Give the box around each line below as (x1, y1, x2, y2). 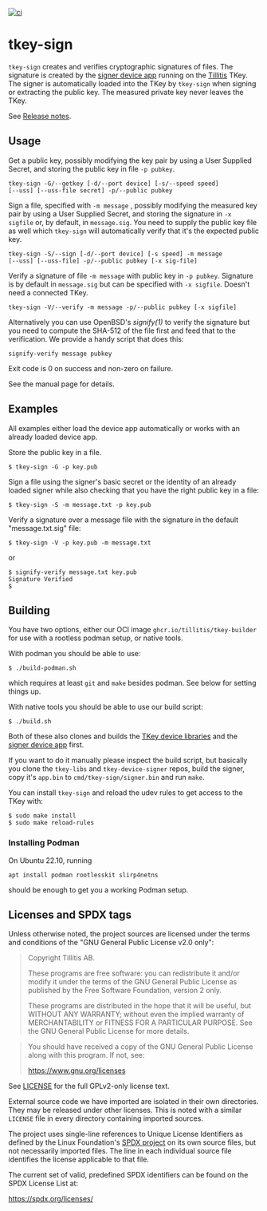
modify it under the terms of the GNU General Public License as (27, 977, 238, 987)
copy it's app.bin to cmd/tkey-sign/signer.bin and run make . (8, 773, 205, 782)
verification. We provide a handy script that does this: (8, 334, 184, 343)
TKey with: (8, 797, 44, 806)
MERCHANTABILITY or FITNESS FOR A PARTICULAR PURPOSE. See (27, 1018, 253, 1027)
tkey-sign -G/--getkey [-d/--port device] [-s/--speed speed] (8, 180, 219, 188)
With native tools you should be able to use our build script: (8, 702, 203, 712)
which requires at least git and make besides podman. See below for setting (8, 679, 257, 688)
